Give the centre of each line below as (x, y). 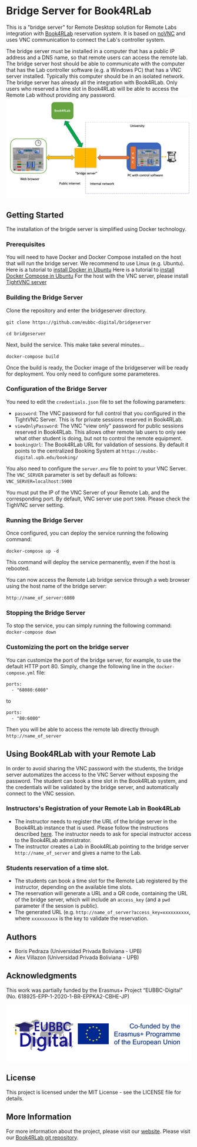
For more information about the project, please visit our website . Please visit (98, 1131)
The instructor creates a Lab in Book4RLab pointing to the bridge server (102, 846)
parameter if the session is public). (56, 906)
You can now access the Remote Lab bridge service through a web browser (98, 580)
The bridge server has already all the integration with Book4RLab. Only (92, 82)
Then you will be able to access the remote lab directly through (83, 729)
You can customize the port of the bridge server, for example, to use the (94, 660)
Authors (21, 937)
